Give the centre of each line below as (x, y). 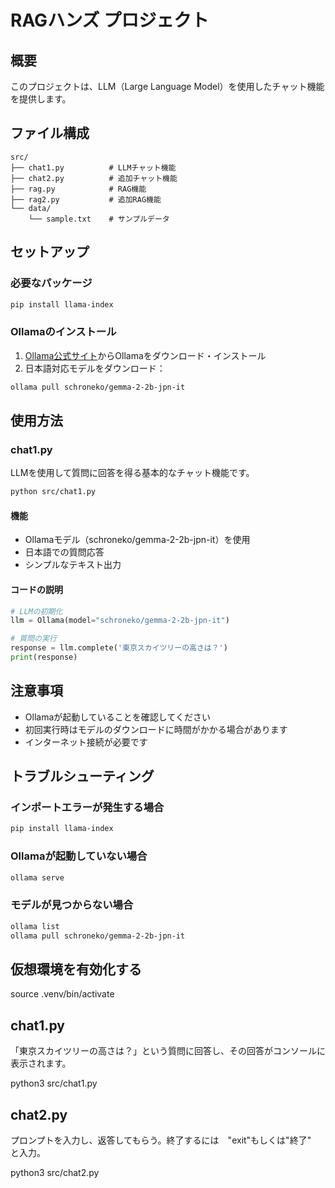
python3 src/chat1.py (54, 1083)
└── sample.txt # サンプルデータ (99, 219)
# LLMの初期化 (36, 611)
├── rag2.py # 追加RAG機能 (86, 199)
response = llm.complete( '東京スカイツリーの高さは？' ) (119, 648)
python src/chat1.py (53, 492)
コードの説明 (36, 589)
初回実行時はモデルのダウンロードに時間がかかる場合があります (156, 729)
